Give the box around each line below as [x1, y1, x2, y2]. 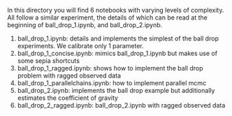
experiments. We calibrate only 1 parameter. [17, 42, 145, 50]
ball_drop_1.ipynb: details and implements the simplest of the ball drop [17, 34, 219, 43]
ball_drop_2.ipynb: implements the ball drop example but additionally [17, 87, 215, 94]
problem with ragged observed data [17, 71, 121, 80]
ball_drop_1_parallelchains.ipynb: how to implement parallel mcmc [17, 79, 207, 87]
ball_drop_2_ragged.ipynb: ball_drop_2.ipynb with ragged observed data [17, 101, 226, 109]
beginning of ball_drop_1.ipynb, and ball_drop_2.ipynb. [7, 21, 163, 29]
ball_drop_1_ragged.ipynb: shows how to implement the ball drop [17, 64, 203, 72]
